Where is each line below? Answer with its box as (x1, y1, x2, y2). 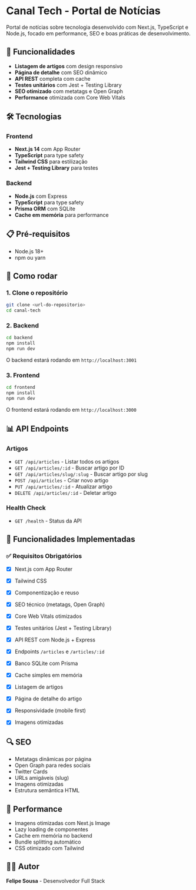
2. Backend (6, 321, 39, 329)
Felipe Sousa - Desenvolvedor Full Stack (6, 877, 105, 884)
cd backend (6, 335, 33, 341)
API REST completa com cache (14, 75, 91, 82)
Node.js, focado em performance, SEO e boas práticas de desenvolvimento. (6, 29, 191, 37)
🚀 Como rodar (6, 271, 58, 281)
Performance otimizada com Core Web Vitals (14, 94, 125, 101)
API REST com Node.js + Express (14, 636, 96, 643)
